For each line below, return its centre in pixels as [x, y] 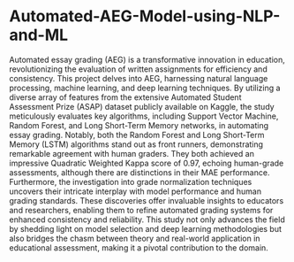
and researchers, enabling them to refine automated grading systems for [141, 210]
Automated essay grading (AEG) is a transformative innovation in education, [147, 59]
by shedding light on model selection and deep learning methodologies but [146, 228]
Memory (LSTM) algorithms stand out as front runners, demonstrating [136, 144]
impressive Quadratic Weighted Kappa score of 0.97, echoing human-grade [147, 163]
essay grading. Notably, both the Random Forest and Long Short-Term [137, 135]
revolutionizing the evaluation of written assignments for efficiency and [138, 69]
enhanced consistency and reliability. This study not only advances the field [147, 220]
